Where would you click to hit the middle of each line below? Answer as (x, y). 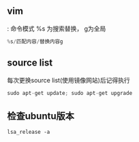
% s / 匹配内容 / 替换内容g (35, 41)
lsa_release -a (29, 132)
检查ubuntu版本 (41, 116)
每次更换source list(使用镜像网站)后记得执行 (69, 80)
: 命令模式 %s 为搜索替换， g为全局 (57, 28)
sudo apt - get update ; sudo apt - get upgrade (70, 93)
